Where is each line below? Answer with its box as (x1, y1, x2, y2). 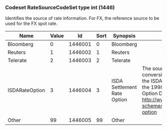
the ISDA (142, 78, 163, 85)
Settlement (111, 84, 137, 91)
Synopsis (113, 32, 136, 39)
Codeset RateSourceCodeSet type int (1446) (5, 4, 115, 11)
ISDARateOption (7, 87, 46, 94)
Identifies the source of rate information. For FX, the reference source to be (5, 15, 160, 21)
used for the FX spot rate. (5, 20, 58, 26)
